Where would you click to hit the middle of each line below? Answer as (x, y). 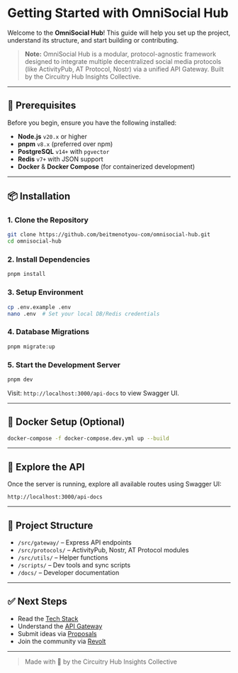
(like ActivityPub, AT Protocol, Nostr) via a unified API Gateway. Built (124, 69)
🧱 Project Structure (50, 525)
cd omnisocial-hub (34, 241)
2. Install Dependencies (49, 260)
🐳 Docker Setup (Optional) (66, 422)
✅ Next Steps (37, 602)
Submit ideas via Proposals (57, 633)
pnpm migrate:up (31, 346)
